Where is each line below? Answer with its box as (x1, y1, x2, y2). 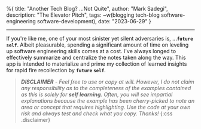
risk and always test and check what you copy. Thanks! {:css (20, 110, 173, 117)
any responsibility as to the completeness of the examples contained (20, 85, 191, 91)
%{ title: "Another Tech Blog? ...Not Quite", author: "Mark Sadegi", (6, 5, 169, 12)
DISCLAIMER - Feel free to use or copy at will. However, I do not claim (20, 78, 194, 85)
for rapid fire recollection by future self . (6, 67, 106, 73)
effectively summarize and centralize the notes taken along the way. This (6, 54, 187, 61)
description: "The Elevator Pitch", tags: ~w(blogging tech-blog (6, 11, 160, 19)
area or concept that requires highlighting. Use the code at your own (20, 104, 191, 110)
